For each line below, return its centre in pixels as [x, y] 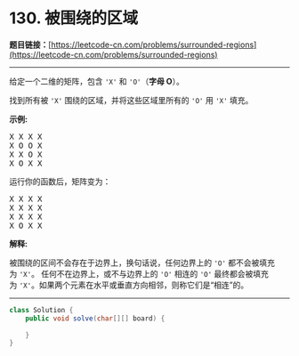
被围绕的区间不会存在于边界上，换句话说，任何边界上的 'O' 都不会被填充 [142, 263]
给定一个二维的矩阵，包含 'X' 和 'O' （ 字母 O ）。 [97, 81]
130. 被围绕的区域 [74, 18]
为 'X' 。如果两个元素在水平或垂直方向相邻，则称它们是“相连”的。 [129, 285]
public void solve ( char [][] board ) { [95, 318]
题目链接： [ [30, 44]
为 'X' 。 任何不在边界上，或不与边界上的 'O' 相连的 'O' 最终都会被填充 [139, 273]
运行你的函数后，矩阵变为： [60, 181]
